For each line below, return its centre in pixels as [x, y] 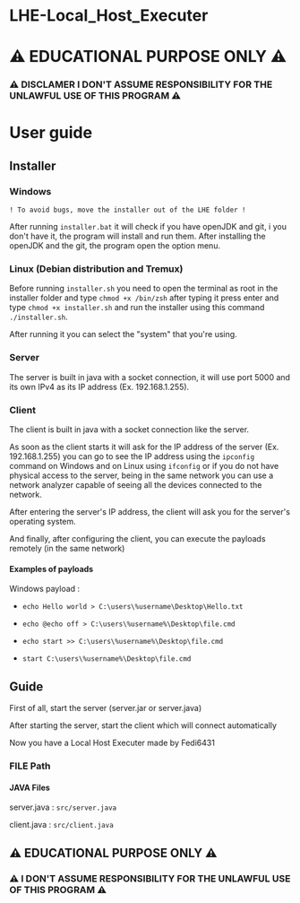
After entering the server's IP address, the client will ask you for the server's [150, 512]
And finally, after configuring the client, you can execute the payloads [137, 539]
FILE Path [30, 766]
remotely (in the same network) [67, 549]
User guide [51, 133]
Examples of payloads [51, 569]
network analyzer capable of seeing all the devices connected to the [136, 485]
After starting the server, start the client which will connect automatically [143, 725]
